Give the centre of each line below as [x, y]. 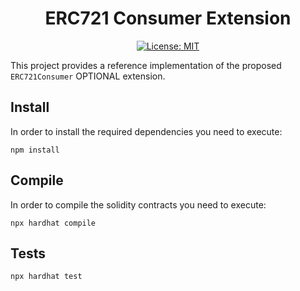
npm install [35, 150]
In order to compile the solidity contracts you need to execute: [138, 204]
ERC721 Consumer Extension [168, 18]
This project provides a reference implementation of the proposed [146, 65]
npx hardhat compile [53, 223]
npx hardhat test [46, 277]
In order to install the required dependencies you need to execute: [146, 131]
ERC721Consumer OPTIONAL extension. [88, 76]
